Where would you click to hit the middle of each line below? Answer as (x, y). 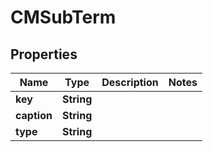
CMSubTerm (63, 17)
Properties (44, 54)
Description (130, 82)
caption (34, 115)
